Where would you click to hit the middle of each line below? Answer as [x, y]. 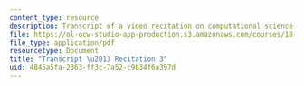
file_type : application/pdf [62, 43]
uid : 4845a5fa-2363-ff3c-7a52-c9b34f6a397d [93, 68]
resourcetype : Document [54, 51]
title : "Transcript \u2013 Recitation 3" [89, 59]
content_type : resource [54, 17]
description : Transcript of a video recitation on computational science [152, 26]
